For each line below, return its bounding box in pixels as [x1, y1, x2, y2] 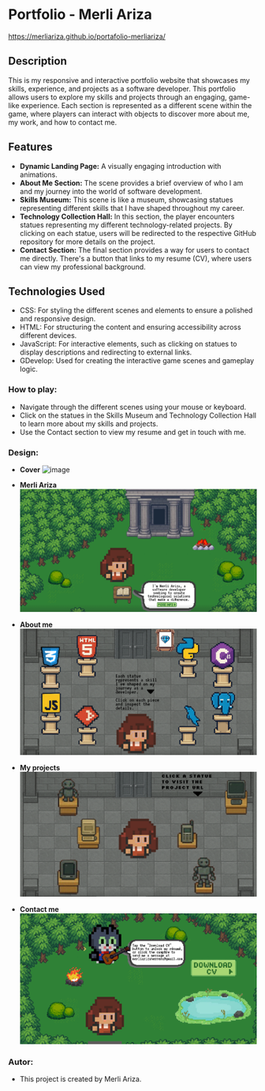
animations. [19, 170, 58, 179]
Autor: [8, 1056, 34, 1067]
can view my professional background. [19, 262, 146, 272]
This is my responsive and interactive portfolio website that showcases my [8, 75, 250, 84]
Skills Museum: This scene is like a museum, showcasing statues [19, 195, 233, 204]
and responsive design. [19, 314, 96, 324]
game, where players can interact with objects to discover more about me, [8, 109, 250, 118]
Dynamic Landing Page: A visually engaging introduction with [19, 161, 222, 171]
